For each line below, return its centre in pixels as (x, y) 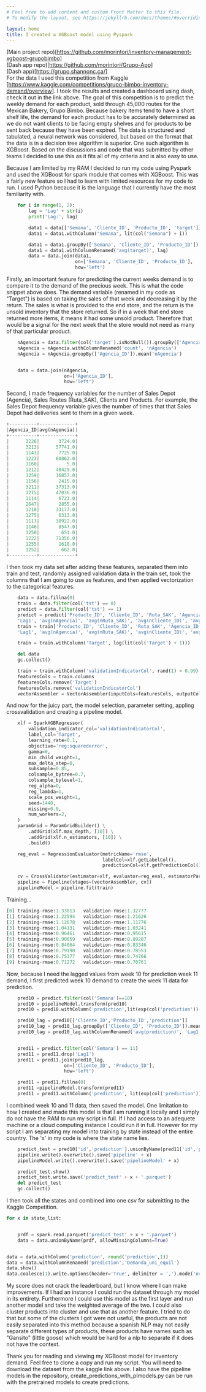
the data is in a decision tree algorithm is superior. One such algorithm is (97, 143)
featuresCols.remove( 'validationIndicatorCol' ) (79, 688)
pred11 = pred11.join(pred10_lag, (61, 1060)
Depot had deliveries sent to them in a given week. (70, 413)
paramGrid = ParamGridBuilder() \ (61, 826)
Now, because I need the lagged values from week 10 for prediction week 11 (102, 974)
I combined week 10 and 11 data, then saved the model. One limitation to (97, 1105)
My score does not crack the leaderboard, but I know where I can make (97, 1286)
